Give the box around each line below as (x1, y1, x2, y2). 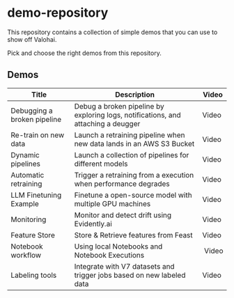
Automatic (10, 170, 45, 180)
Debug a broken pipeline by (74, 101, 165, 111)
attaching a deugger (74, 118, 141, 128)
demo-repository (7, 5, 109, 21)
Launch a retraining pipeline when (74, 130, 186, 140)
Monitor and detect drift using (74, 210, 172, 220)
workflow (10, 250, 42, 260)
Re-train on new (10, 130, 65, 140)
